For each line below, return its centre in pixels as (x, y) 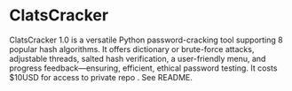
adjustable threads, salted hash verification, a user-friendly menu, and (138, 58)
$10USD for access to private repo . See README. (101, 77)
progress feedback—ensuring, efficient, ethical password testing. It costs (143, 68)
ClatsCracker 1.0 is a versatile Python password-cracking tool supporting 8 (146, 40)
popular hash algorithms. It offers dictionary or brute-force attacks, (132, 49)
